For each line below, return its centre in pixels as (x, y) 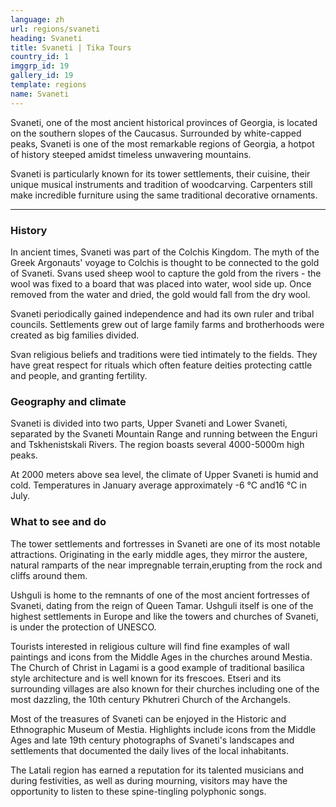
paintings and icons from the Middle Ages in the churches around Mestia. (161, 657)
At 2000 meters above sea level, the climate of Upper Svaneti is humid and (164, 475)
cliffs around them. (49, 575)
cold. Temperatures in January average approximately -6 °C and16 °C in (158, 485)
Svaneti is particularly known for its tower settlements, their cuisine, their (160, 173)
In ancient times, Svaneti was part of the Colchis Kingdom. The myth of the (165, 252)
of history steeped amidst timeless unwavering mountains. (131, 154)
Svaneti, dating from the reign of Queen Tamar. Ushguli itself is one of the (162, 605)
